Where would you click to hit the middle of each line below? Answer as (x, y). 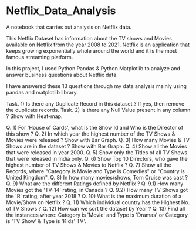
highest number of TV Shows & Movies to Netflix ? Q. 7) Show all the (89, 165)
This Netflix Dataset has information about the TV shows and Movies (89, 38)
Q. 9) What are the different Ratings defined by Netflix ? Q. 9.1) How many (95, 184)
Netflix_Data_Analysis (61, 11)
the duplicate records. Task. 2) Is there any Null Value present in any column (98, 110)
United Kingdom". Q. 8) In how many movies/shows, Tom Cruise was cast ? (97, 177)
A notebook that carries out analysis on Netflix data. (69, 27)
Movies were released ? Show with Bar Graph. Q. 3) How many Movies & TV (98, 140)
